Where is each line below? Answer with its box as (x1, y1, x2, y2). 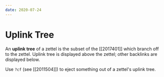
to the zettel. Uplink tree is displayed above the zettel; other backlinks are (5, 51, 157, 57)
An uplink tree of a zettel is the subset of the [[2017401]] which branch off (5, 46, 159, 52)
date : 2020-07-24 (5, 7, 42, 13)
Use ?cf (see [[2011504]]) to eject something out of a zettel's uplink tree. (5, 66, 156, 72)
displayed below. (5, 56, 40, 62)
